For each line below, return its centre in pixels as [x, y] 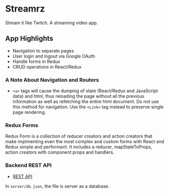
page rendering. [29, 112]
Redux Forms [22, 125]
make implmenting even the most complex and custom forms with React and [85, 142]
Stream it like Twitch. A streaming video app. [52, 23]
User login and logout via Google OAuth [54, 56]
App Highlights [29, 39]
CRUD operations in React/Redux [47, 67]
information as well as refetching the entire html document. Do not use [86, 102]
